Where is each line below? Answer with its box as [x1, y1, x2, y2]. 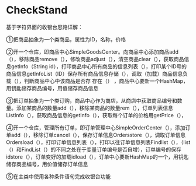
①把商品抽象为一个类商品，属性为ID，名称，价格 [6, 36, 126, 43]
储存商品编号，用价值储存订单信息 [6, 160, 88, 167]
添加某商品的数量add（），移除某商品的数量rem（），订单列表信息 [16, 104, 174, 111]
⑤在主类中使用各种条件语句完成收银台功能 [6, 173, 111, 180]
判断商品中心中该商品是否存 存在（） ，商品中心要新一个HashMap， [23, 77, 188, 85]
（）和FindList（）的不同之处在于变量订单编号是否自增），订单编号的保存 [6, 146, 181, 153]
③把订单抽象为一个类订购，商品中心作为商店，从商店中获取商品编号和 [6, 97, 177, 104]
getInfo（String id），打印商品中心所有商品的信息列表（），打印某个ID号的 [11, 62, 187, 70]
